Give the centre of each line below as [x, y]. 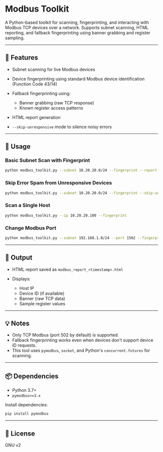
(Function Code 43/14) [34, 84]
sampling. [15, 38]
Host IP [27, 288]
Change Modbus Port [31, 228]
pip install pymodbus [27, 414]
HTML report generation [36, 117]
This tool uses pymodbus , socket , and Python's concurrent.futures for [81, 351]
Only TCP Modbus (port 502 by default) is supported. [65, 335]
